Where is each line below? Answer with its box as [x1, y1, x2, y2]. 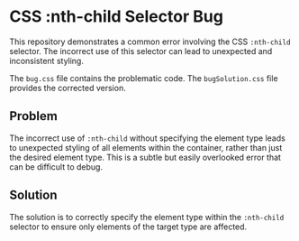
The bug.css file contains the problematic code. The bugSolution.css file [9, 72, 278, 83]
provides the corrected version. [9, 82, 126, 93]
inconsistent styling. [9, 55, 84, 66]
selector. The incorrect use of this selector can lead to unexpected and [9, 45, 273, 56]
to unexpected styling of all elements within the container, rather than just [9, 142, 283, 153]
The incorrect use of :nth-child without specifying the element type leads [9, 133, 285, 144]
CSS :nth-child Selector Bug [9, 6, 223, 27]
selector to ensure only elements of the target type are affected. [9, 221, 248, 232]
